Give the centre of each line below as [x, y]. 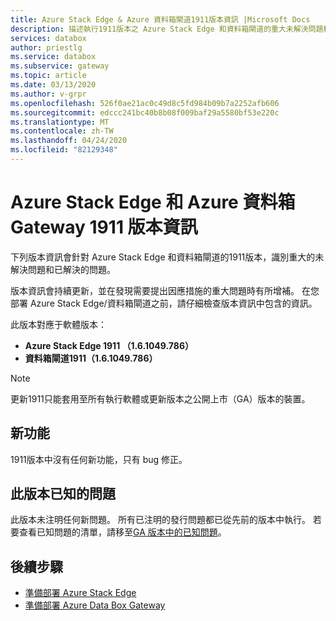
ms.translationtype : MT [60, 122]
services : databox [48, 38]
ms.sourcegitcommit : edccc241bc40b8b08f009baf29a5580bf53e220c [145, 112]
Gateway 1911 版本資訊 [104, 227]
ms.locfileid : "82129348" [64, 150]
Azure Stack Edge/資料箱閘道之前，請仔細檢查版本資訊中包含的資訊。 [173, 303]
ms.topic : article [48, 76]
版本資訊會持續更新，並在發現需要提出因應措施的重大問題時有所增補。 [155, 290]
